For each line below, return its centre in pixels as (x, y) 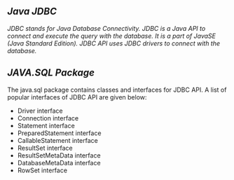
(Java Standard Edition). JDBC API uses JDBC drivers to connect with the (114, 43)
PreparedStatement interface (59, 133)
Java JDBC (32, 12)
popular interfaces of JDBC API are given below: (77, 97)
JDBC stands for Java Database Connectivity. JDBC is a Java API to (106, 28)
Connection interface (48, 118)
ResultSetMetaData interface (59, 155)
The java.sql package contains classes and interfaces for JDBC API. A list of (117, 90)
